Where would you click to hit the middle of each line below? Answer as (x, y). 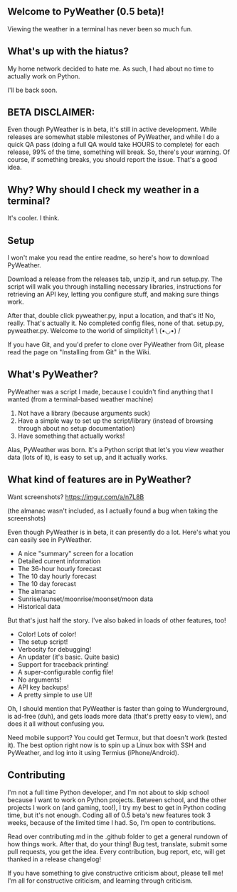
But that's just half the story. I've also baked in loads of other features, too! (117, 620)
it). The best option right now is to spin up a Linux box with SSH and (107, 745)
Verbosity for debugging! (54, 649)
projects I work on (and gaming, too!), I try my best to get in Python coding (117, 807)
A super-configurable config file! (65, 672)
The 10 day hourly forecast (57, 576)
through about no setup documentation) (76, 428)
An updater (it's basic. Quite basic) (68, 657)
